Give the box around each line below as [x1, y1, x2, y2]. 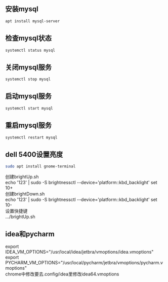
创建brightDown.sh [5, 191, 45, 197]
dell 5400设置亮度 [5, 150, 63, 159]
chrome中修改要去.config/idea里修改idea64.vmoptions [5, 271, 119, 277]
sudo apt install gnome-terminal [5, 164, 76, 169]
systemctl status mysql [5, 48, 56, 53]
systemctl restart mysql [5, 135, 58, 140]
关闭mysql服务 [5, 63, 52, 72]
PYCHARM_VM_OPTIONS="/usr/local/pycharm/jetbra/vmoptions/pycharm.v [5, 259, 163, 265]
